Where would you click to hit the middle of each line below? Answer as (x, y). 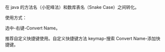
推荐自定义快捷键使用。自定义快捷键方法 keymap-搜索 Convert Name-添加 (81, 39)
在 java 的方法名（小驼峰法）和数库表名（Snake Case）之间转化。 (72, 7)
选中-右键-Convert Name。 (33, 28)
